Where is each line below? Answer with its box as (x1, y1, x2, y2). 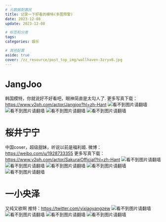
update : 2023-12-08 (5, 21, 45, 26)
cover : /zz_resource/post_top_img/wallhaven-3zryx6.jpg (5, 57, 123, 62)
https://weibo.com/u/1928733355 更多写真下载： (5, 150, 105, 156)
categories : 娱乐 (5, 39, 40, 44)
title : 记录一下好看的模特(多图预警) (5, 12, 73, 17)
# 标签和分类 (5, 30, 28, 35)
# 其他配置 (5, 48, 25, 53)
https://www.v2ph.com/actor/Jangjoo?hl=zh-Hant (5, 102, 107, 108)
